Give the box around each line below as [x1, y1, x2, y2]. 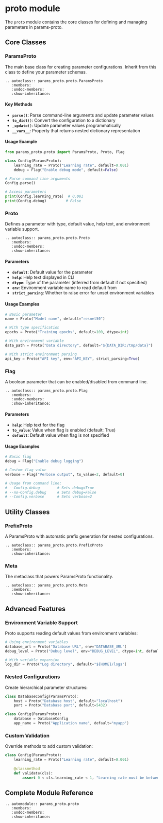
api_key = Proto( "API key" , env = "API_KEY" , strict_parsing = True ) [5, 356, 140, 361]
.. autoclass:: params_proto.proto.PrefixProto [5, 543, 103, 548]
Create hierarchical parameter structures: [5, 685, 88, 690]
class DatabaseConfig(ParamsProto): [5, 694, 79, 699]
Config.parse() [5, 181, 36, 186]
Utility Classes [5, 508, 50, 516]
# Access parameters [5, 189, 47, 194]
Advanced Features [5, 604, 66, 613]
